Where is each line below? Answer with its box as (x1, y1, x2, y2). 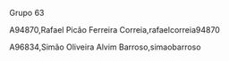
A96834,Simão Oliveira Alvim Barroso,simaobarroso (9, 42, 201, 52)
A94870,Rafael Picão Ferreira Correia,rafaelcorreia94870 (9, 25, 221, 34)
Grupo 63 (9, 8, 45, 18)
